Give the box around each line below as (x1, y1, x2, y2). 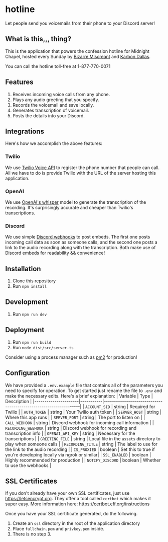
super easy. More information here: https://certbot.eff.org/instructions (5, 501, 150, 507)
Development (5, 298, 49, 306)
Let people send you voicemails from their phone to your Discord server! (5, 20, 155, 26)
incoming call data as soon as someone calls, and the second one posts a (5, 239, 158, 245)
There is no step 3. (12, 531, 52, 537)
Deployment (5, 326, 45, 334)
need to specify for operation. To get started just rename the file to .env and (5, 388, 162, 394)
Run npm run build (12, 339, 52, 345)
